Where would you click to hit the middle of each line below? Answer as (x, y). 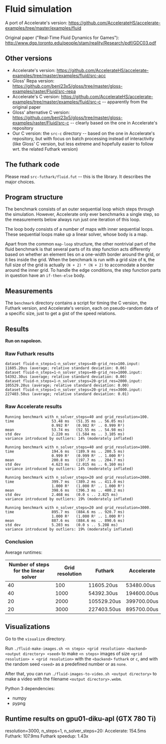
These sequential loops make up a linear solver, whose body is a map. (77, 234)
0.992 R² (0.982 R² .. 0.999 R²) (88, 425)
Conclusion (19, 541)
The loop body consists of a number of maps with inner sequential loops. (80, 229)
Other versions (29, 59)
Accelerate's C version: (36, 96)
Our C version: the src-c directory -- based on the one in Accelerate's (83, 133)
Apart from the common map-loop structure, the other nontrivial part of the (81, 244)
